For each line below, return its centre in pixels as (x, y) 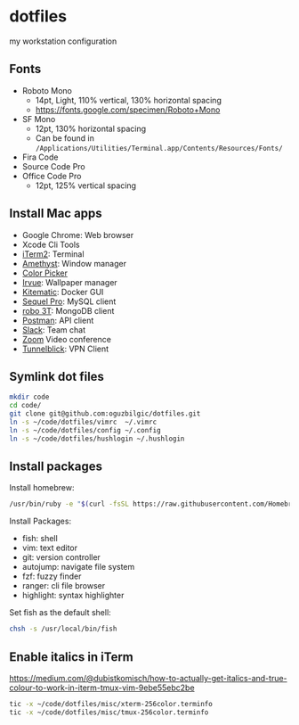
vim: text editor (50, 548)
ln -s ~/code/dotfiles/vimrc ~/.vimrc (83, 422)
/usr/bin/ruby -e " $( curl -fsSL (69, 504)
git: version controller (61, 557)
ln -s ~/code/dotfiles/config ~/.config (85, 430)
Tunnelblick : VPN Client (65, 349)
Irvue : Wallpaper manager (69, 282)
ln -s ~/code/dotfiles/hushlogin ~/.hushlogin (97, 439)
